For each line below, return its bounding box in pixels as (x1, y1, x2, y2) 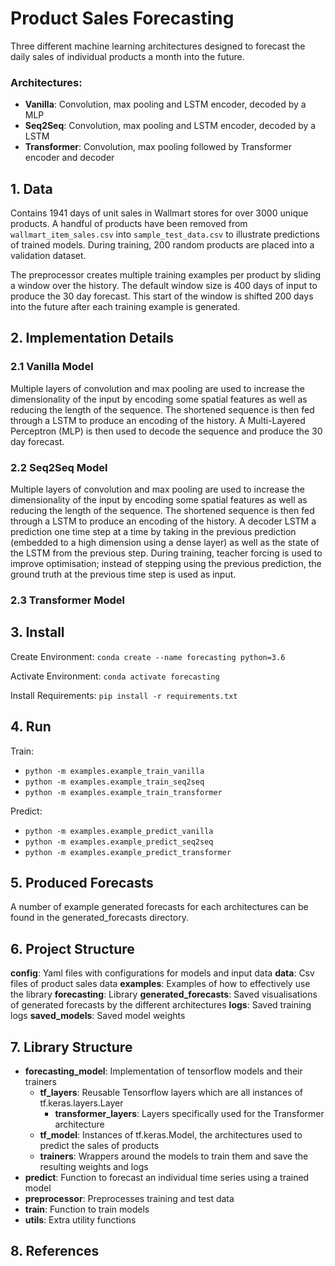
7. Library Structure (10, 1038, 133, 1056)
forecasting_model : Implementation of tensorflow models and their (24, 1065, 303, 1077)
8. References (10, 1243, 100, 1260)
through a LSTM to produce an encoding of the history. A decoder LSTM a (10, 515, 317, 527)
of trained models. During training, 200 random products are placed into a (10, 239, 315, 251)
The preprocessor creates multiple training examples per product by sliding (10, 269, 322, 281)
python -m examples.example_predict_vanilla (24, 826, 214, 836)
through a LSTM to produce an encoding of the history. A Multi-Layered (10, 414, 306, 426)
